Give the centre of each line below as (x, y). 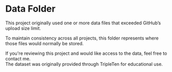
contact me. (18, 58)
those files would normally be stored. (44, 43)
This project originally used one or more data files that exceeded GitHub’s (83, 23)
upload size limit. (23, 28)
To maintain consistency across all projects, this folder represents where (82, 38)
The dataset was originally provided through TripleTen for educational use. (84, 64)
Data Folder (30, 9)
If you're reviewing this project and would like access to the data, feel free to (86, 53)
